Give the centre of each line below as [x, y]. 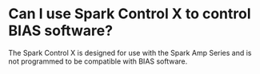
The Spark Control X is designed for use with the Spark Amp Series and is [130, 53]
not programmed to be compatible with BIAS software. [98, 61]
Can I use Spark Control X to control [130, 14]
